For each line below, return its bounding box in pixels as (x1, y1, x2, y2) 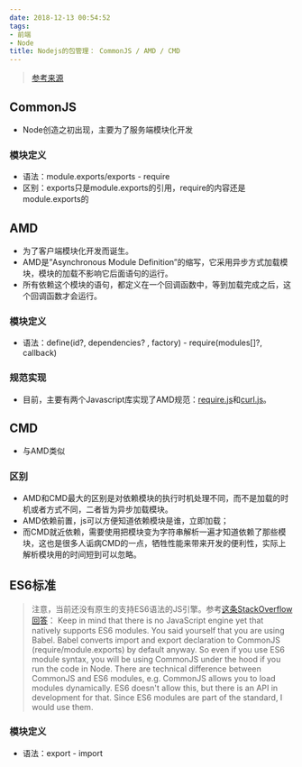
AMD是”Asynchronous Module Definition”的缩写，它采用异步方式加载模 (22, 257, 288, 268)
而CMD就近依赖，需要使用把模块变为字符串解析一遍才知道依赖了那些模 (22, 526, 287, 537)
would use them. (31, 701, 94, 712)
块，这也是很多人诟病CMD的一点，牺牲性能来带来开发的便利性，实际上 (22, 537, 287, 548)
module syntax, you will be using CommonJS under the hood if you (31, 653, 281, 664)
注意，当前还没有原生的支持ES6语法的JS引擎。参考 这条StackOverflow (31, 603, 293, 614)
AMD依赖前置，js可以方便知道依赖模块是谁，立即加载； (22, 515, 229, 525)
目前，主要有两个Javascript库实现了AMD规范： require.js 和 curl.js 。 (22, 394, 272, 405)
